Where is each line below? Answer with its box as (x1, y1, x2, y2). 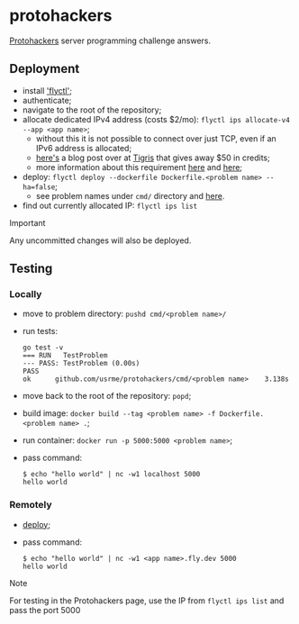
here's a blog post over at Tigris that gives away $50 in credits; (35, 152, 270, 163)
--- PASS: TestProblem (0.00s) (22, 359, 140, 368)
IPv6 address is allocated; (35, 142, 132, 153)
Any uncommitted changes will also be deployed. (9, 235, 192, 246)
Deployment (9, 61, 80, 77)
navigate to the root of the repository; (22, 104, 162, 115)
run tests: (22, 326, 59, 337)
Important (9, 217, 46, 228)
